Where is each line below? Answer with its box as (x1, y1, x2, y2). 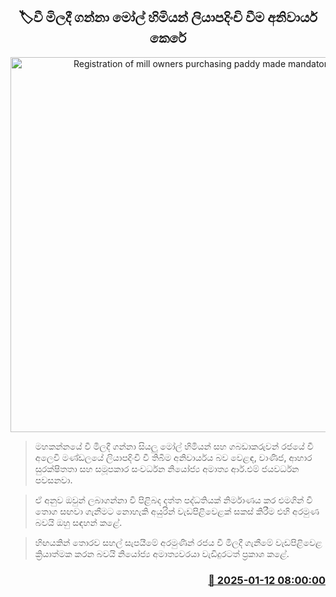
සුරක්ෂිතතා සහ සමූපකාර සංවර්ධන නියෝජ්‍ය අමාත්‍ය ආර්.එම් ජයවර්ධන (34, 462, 300, 474)
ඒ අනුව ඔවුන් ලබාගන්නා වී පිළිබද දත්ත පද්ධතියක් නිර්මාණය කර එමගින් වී (34, 494, 313, 506)
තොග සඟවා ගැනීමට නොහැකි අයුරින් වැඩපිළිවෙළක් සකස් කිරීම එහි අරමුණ (34, 505, 320, 517)
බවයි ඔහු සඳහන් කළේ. (34, 516, 123, 528)
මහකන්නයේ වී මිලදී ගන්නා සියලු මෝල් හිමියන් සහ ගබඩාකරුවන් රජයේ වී (34, 440, 314, 452)
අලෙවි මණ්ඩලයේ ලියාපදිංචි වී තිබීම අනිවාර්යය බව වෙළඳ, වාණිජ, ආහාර (34, 451, 313, 463)
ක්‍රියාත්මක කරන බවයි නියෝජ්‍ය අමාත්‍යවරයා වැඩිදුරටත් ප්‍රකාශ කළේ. (34, 547, 290, 559)
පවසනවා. (34, 474, 73, 486)
